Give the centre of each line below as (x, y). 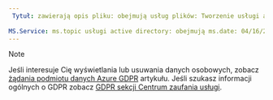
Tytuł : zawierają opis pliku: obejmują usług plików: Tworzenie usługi (136, 16)
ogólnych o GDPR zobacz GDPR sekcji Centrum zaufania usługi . (115, 87)
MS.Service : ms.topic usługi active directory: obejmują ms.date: (123, 31)
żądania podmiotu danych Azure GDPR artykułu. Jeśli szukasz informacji (130, 79)
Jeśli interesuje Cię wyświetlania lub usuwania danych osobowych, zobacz (134, 70)
